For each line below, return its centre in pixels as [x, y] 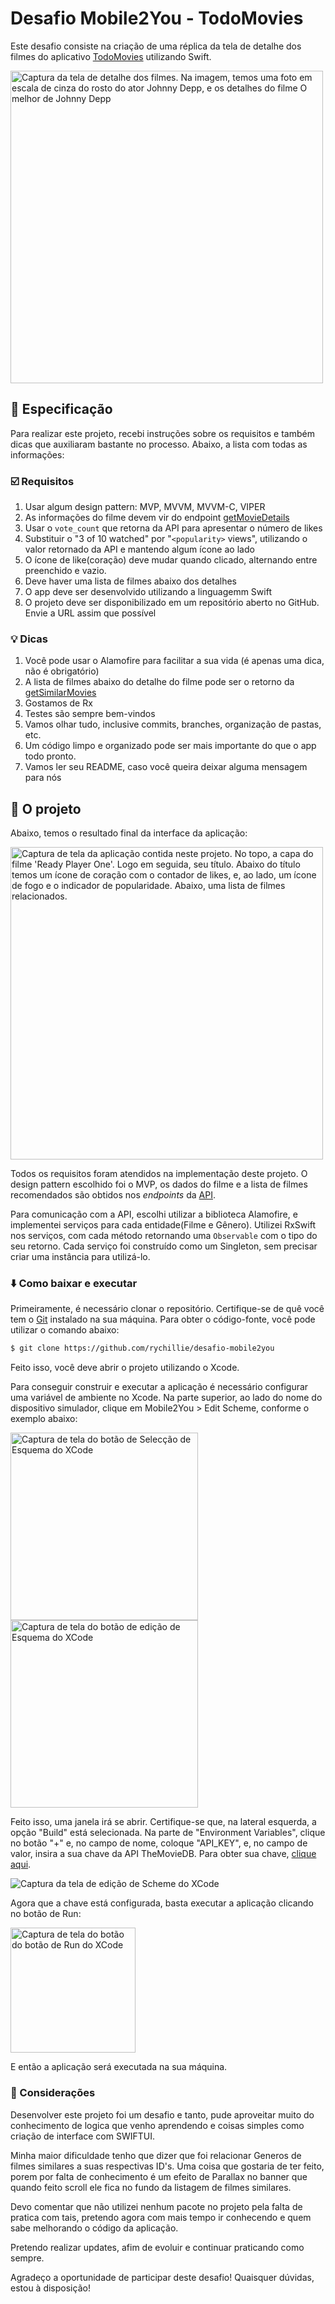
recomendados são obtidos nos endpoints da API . [113, 1195]
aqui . [21, 1864]
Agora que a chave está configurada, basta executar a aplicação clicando [162, 1903]
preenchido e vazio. [65, 571]
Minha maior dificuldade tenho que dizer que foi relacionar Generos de [156, 2155]
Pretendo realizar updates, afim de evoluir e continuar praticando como [157, 2247]
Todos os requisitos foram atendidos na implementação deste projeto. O [159, 1174]
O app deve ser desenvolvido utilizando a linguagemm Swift [148, 592]
